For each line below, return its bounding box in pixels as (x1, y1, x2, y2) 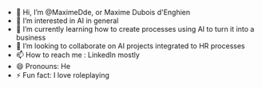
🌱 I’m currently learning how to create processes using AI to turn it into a (15, 25, 255, 33)
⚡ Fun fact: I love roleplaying (15, 71, 110, 79)
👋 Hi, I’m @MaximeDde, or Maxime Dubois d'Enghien (15, 8, 191, 17)
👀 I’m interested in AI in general (15, 16, 119, 25)
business (15, 33, 46, 42)
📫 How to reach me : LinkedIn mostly (15, 50, 140, 59)
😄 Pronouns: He (15, 62, 70, 71)
